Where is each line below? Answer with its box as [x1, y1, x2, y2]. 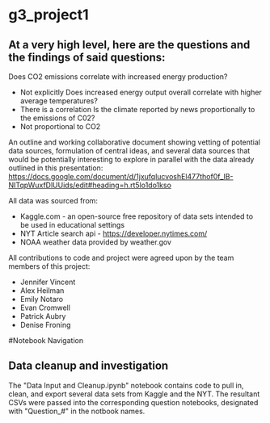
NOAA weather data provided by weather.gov [19, 237, 172, 247]
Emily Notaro [19, 295, 64, 304]
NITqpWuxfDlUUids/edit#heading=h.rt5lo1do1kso [8, 180, 172, 190]
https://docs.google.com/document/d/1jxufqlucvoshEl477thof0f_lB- [8, 172, 234, 181]
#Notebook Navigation [8, 336, 83, 345]
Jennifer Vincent [19, 277, 76, 287]
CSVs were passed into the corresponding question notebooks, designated [8, 397, 259, 407]
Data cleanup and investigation [8, 359, 169, 373]
